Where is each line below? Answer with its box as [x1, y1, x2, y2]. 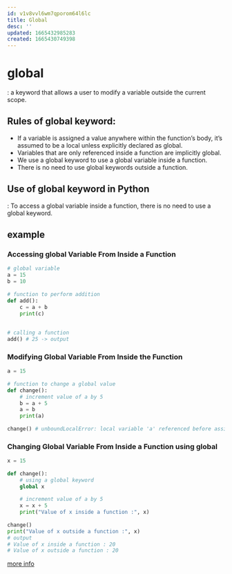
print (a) [19, 413, 45, 419]
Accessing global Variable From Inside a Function [7, 250, 176, 259]
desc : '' [7, 23, 32, 30]
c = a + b [19, 304, 48, 310]
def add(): [7, 297, 39, 304]
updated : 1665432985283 [7, 29, 76, 37]
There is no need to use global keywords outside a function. [17, 163, 188, 171]
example [7, 229, 46, 241]
